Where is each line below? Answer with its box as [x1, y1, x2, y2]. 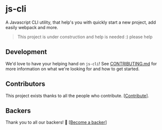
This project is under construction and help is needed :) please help [17, 34, 153, 40]
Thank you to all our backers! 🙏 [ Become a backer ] [5, 119, 107, 125]
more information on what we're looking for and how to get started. [5, 66, 140, 72]
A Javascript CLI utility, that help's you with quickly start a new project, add [5, 19, 156, 25]
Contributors [5, 80, 46, 88]
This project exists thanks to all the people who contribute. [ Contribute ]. [5, 93, 149, 99]
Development [5, 48, 48, 56]
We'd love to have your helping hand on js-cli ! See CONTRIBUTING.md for [5, 60, 157, 66]
